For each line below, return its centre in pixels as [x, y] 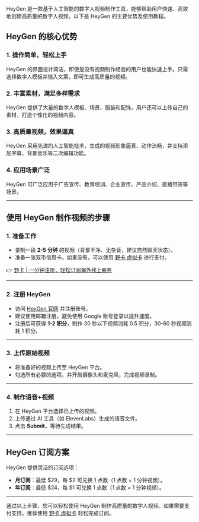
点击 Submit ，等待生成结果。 [51, 426]
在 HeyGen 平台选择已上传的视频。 [57, 411]
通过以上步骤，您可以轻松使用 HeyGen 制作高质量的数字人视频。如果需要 [95, 505]
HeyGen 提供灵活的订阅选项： [43, 467]
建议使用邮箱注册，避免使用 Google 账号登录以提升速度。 [85, 316]
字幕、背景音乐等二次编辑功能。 [50, 153]
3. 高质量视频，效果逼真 [40, 131]
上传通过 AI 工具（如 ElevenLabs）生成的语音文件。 [78, 419]
